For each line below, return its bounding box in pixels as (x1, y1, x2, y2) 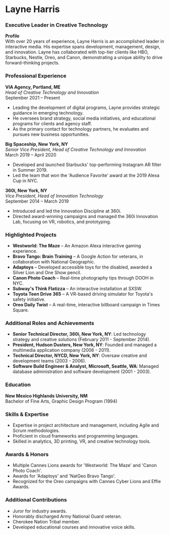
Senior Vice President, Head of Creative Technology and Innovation (5, 146, 146, 152)
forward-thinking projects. (5, 60, 60, 66)
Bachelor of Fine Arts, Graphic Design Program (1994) (5, 398, 118, 404)
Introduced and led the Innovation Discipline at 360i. (12, 208, 122, 214)
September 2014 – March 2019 (5, 198, 69, 204)
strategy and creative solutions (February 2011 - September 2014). (12, 337, 150, 343)
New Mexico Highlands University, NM (5, 393, 88, 399)
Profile (5, 33, 20, 39)
